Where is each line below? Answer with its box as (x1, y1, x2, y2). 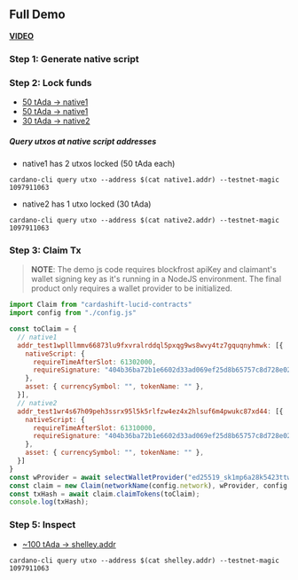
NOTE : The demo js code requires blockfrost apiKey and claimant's (30, 264, 277, 275)
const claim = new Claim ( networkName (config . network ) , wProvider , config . (9, 481, 292, 490)
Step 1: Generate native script (9, 52, 139, 65)
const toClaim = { (9, 325, 77, 333)
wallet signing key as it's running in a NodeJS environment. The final (30, 274, 282, 285)
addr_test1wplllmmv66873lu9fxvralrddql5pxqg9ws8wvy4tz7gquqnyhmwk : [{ (17, 341, 284, 349)
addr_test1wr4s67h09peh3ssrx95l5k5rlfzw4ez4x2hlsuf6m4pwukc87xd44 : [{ (17, 407, 284, 416)
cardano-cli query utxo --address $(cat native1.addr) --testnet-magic (9, 176, 279, 184)
